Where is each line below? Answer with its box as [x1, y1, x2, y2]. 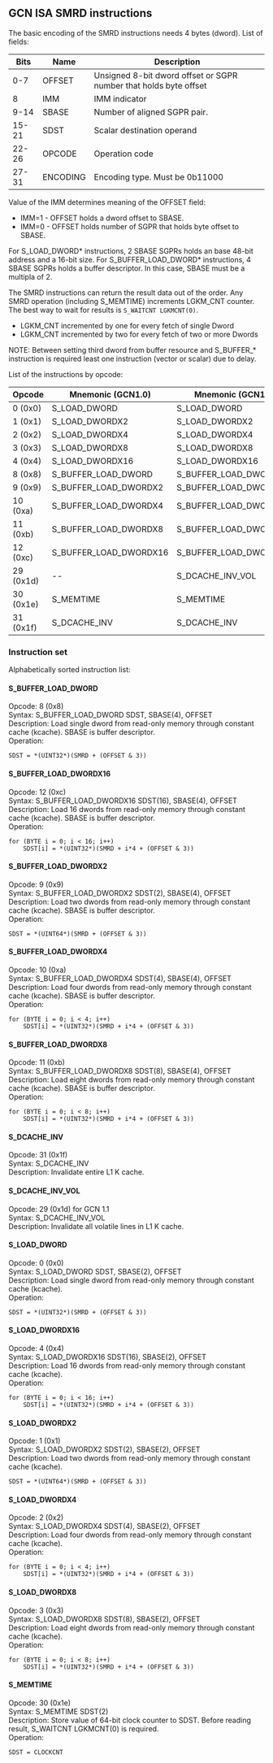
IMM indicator [93, 93, 147, 104]
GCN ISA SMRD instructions [8, 7, 153, 20]
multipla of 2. [8, 271, 53, 281]
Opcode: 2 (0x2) [8, 1513, 64, 1522]
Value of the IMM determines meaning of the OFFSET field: [8, 197, 206, 206]
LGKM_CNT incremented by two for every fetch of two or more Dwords [19, 329, 258, 339]
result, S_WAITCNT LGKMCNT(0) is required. [8, 1723, 159, 1734]
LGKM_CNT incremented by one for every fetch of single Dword [19, 320, 234, 330]
